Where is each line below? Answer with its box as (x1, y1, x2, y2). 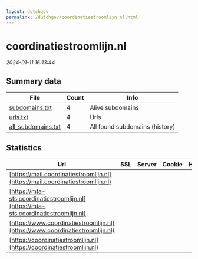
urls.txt (9, 113, 28, 122)
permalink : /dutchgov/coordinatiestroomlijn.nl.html (6, 14, 138, 20)
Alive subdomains (90, 104, 140, 112)
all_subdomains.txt (9, 123, 61, 131)
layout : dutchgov (6, 8, 49, 15)
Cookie (162, 160, 183, 169)
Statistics (6, 143, 42, 153)
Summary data (6, 76, 62, 86)
